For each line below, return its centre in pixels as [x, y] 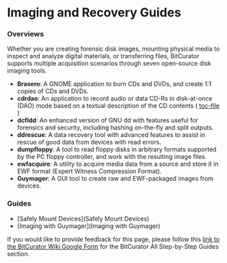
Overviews [26, 34]
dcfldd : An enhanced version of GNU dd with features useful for [107, 121]
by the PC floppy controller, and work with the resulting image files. [112, 157]
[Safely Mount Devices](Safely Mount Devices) [83, 218]
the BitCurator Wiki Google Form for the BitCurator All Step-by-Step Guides [113, 246]
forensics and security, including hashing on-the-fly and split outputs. [115, 127]
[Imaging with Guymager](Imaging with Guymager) [89, 226]
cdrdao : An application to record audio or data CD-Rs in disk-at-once [115, 99]
